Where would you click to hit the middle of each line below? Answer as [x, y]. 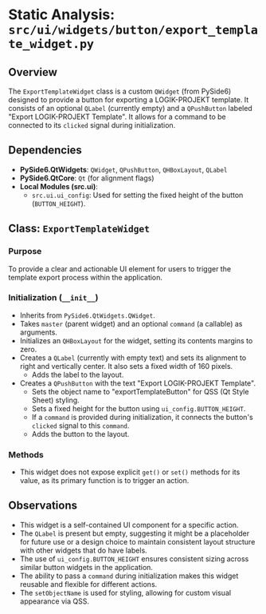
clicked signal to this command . [80, 426]
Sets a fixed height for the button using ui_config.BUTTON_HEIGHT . [139, 408]
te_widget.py [51, 44]
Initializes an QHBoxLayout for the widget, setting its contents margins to [136, 340]
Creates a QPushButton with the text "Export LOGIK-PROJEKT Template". [138, 383]
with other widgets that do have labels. [83, 550]
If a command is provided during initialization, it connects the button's [142, 417]
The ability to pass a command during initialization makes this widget [129, 576]
